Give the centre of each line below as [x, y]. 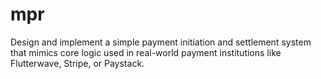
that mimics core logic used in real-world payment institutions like [146, 52]
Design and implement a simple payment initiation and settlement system [161, 42]
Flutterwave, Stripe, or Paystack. [77, 63]
